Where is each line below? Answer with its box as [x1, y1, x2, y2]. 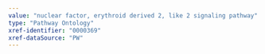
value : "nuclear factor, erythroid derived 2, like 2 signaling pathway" [8, 11, 259, 20]
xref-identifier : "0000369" [8, 26, 102, 34]
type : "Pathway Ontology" [8, 19, 94, 27]
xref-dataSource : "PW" [8, 33, 84, 42]
